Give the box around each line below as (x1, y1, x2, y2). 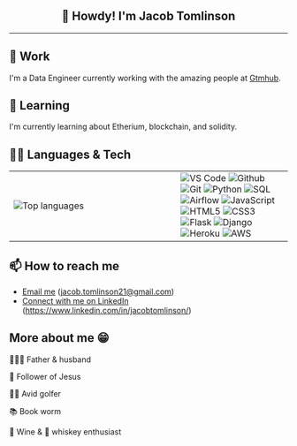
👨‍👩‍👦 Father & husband (9, 354, 91, 365)
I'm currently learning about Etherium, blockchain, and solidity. (9, 121, 237, 132)
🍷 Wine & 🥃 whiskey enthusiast (9, 426, 122, 437)
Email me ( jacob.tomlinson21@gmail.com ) (21, 286, 175, 297)
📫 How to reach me (9, 258, 120, 274)
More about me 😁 (9, 330, 110, 345)
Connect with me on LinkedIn (21, 296, 129, 306)
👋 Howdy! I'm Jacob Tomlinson (61, 9, 236, 24)
